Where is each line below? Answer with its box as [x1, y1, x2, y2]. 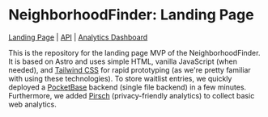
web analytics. [8, 99, 57, 109]
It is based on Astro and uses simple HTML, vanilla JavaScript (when [8, 56, 237, 66]
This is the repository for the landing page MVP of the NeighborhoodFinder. [8, 48, 261, 57]
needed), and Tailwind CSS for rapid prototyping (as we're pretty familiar [8, 65, 251, 74]
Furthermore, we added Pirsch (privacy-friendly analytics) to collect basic [8, 90, 255, 100]
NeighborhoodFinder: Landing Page [8, 6, 254, 24]
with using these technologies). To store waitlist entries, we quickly [8, 73, 232, 83]
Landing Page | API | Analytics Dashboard [8, 32, 148, 42]
